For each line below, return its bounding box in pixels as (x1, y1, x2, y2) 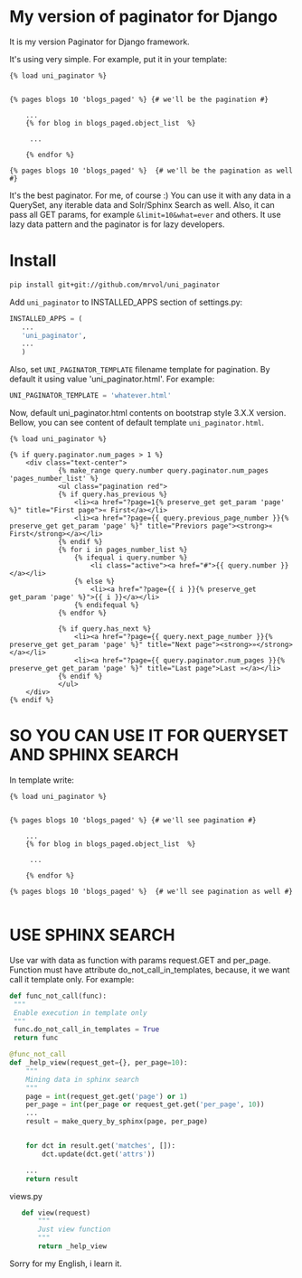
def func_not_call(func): (9, 991, 107, 1001)
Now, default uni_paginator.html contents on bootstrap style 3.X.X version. (9, 408, 287, 418)
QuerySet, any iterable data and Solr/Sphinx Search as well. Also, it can (9, 199, 276, 210)
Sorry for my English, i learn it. (9, 1258, 122, 1269)
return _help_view (37, 1242, 107, 1251)
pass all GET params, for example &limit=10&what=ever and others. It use (9, 209, 282, 220)
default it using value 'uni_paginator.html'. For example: (9, 373, 215, 385)
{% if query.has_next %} (57, 625, 152, 634)
